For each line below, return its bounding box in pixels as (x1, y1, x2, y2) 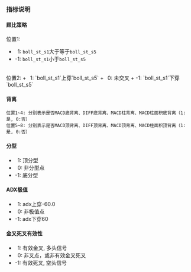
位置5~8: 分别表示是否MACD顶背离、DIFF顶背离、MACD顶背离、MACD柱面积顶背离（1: (6, 123, 186, 129)
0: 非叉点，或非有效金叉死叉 (17, 251, 86, 259)
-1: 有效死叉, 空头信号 (14, 259, 67, 266)
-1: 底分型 (14, 171, 38, 179)
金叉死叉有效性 (6, 230, 43, 237)
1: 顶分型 (17, 156, 38, 164)
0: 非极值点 (17, 208, 45, 215)
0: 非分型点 (17, 164, 45, 171)
